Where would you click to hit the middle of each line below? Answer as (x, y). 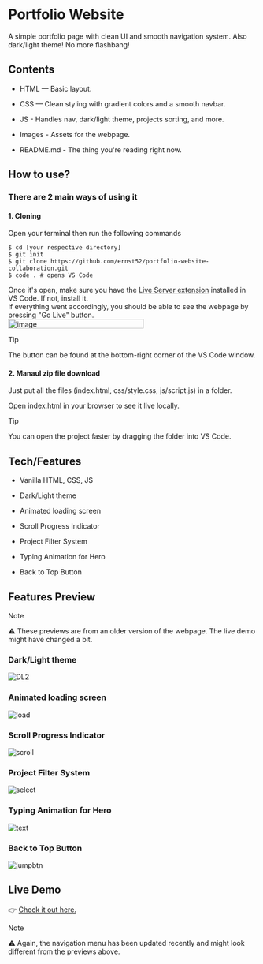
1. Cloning (25, 215)
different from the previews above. (64, 951)
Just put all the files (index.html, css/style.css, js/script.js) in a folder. (120, 390)
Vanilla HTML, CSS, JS (56, 480)
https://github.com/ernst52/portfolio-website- (130, 262)
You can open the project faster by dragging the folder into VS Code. (120, 436)
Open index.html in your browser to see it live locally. (94, 406)
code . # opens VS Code (54, 275)
